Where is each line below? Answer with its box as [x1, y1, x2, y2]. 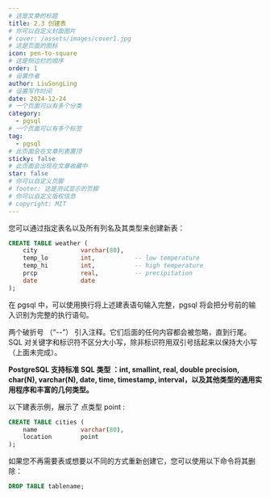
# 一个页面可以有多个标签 [8, 124, 82, 133]
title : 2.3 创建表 [8, 19, 67, 27]
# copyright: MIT [8, 200, 67, 208]
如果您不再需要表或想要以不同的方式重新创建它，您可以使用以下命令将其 [8, 456, 248, 466]
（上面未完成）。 [8, 347, 62, 357]
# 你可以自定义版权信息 [8, 192, 77, 200]
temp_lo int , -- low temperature [23, 254, 200, 263]
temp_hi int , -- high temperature [23, 262, 204, 270]
